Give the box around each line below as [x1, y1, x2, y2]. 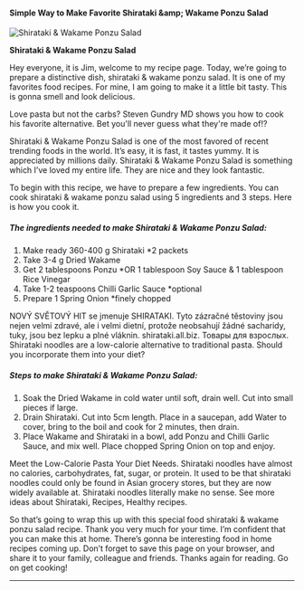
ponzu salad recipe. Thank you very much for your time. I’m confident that [9, 524, 287, 535]
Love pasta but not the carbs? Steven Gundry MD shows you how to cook [9, 109, 284, 119]
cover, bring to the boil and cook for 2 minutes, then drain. [22, 422, 240, 433]
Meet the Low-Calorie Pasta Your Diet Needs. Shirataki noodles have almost [9, 458, 293, 470]
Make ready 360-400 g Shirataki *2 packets [22, 245, 188, 256]
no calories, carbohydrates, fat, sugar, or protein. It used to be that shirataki [9, 468, 291, 479]
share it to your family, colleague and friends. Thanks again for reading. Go [9, 553, 289, 564]
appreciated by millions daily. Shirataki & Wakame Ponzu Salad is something [9, 155, 293, 167]
